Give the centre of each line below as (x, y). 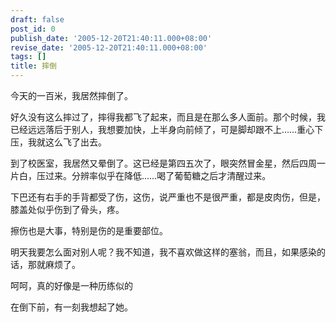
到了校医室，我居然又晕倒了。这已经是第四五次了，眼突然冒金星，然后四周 (163, 163)
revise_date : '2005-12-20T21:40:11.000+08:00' (109, 47)
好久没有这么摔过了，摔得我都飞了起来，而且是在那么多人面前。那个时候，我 (168, 117)
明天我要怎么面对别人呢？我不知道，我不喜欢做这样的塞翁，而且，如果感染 (163, 252)
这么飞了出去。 (75, 142)
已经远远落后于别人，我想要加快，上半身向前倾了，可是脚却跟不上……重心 (162, 129)
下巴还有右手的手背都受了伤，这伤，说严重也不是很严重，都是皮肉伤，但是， (168, 197)
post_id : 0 (33, 29)
